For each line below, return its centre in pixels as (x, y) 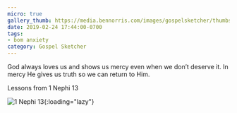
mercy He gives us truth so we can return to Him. (79, 74)
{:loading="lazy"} (69, 102)
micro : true (25, 14)
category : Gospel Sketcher (47, 47)
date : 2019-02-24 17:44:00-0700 (55, 27)
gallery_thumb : (30, 20)
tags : (15, 34)
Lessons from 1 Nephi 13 (43, 88)
